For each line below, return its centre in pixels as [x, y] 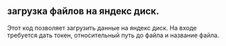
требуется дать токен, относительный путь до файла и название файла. [113, 35]
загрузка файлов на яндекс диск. [83, 11]
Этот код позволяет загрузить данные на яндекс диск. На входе [102, 27]
